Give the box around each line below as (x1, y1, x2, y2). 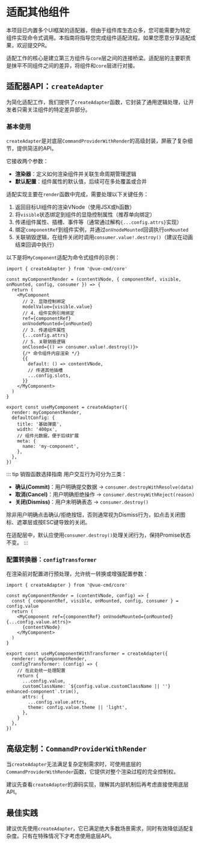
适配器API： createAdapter (6, 81, 104, 91)
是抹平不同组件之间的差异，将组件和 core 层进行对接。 (6, 61, 138, 69)
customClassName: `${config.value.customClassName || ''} (22, 684, 171, 690)
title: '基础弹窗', (17, 421, 62, 427)
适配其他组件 (6, 5, 70, 19)
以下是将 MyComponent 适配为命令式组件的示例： (6, 254, 120, 261)
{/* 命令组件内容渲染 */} (22, 350, 80, 357)
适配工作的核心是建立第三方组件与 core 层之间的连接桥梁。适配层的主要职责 (6, 54, 191, 61)
